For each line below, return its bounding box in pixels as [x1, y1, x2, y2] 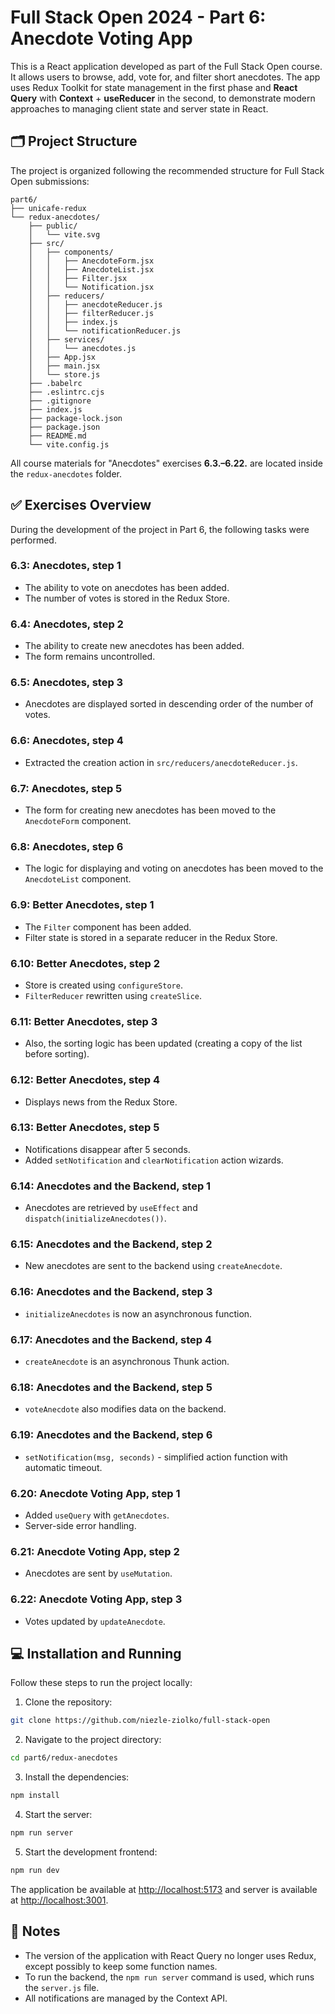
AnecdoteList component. [24, 873, 132, 885]
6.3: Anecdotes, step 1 [10, 559, 122, 573]
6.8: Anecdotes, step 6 [10, 839, 124, 853]
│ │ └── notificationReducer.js [28, 326, 182, 336]
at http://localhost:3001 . [10, 1894, 109, 1906]
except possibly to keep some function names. [24, 1960, 218, 1972]
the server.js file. [24, 1981, 100, 1993]
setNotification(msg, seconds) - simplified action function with [24, 1451, 288, 1463]
